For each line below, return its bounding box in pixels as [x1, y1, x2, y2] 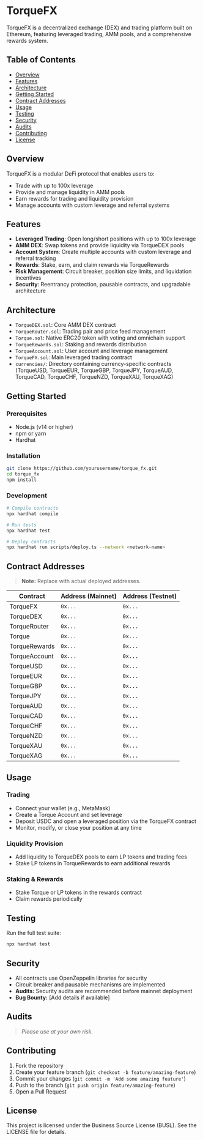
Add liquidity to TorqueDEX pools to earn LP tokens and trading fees [15, 853, 188, 860]
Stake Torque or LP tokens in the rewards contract [15, 889, 142, 896]
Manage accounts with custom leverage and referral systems [15, 201, 170, 209]
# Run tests [6, 521, 37, 528]
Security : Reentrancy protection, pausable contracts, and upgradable [15, 281, 191, 288]
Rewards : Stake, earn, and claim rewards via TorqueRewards [15, 261, 169, 269]
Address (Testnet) [122, 592, 177, 600]
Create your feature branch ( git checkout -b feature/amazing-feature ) [15, 1068, 196, 1076]
